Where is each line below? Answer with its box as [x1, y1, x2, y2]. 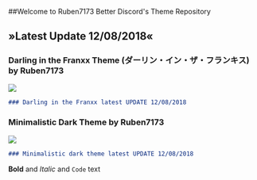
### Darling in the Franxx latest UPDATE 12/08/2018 [8, 98, 187, 106]
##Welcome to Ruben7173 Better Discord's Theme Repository [8, 7, 211, 16]
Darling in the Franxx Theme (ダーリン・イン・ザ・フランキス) [8, 55, 250, 66]
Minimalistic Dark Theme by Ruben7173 [8, 117, 165, 128]
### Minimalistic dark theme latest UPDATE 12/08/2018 [8, 150, 194, 158]
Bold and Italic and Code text [8, 164, 101, 174]
